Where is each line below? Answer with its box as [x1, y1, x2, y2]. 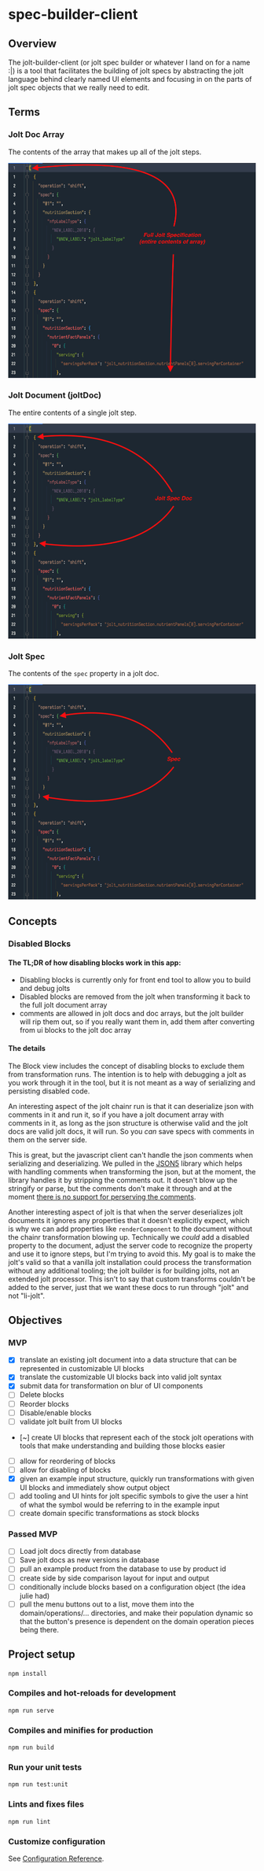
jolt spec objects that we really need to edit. [8, 83, 150, 92]
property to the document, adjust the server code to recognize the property [8, 1241, 253, 1250]
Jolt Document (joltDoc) [8, 390, 102, 401]
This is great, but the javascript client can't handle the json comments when [8, 1150, 254, 1159]
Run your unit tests [8, 1762, 82, 1773]
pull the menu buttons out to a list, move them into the [19, 1599, 195, 1609]
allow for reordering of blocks [19, 1456, 116, 1466]
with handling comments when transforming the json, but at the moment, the [8, 1167, 256, 1176]
